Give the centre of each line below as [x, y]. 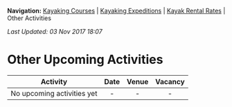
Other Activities [29, 18]
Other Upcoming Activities [85, 60]
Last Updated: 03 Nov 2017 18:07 [55, 32]
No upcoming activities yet [54, 93]
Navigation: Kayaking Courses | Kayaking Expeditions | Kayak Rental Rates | [116, 11]
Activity [54, 81]
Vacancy [170, 81]
